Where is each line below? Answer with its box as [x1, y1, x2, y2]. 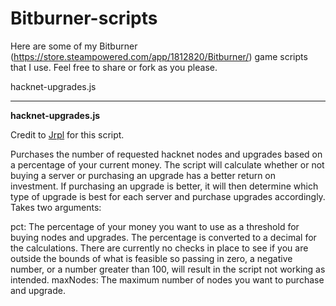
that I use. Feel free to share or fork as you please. [10, 61, 218, 73]
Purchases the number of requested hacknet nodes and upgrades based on [10, 148, 323, 160]
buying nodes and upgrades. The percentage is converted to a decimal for [10, 231, 317, 243]
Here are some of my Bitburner [10, 40, 138, 52]
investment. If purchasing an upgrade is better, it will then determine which [10, 180, 319, 192]
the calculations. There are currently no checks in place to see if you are [10, 242, 309, 254]
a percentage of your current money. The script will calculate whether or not [10, 158, 325, 171]
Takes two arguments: [10, 201, 102, 213]
